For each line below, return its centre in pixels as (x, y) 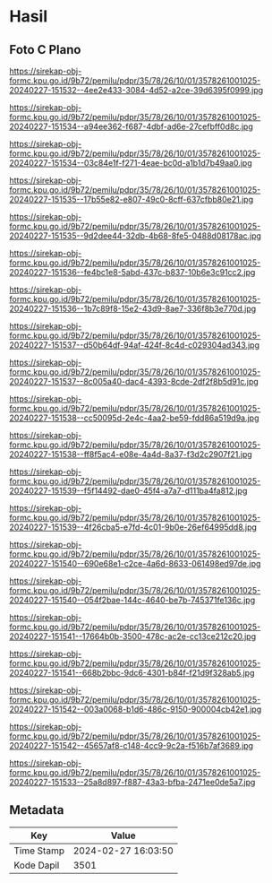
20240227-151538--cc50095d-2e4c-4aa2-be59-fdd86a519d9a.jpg (134, 418)
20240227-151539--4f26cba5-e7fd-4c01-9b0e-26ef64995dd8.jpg (133, 527)
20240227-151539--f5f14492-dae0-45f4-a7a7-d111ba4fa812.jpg (128, 491)
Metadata (37, 810)
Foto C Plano (45, 50)
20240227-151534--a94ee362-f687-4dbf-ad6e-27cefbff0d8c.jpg (131, 126)
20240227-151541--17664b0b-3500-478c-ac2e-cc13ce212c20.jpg (133, 636)
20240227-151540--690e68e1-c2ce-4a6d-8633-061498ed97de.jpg (135, 563)
